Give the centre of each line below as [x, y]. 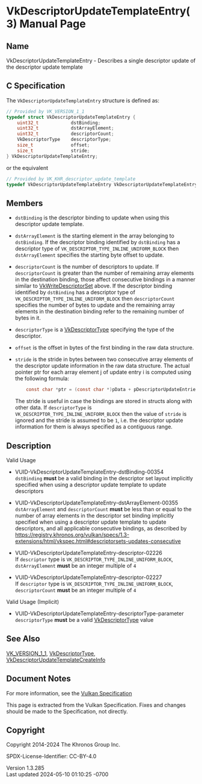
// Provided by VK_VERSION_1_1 [45, 111]
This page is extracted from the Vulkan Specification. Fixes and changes [96, 705]
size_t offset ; [54, 145]
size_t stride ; [54, 151]
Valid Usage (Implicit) [33, 601]
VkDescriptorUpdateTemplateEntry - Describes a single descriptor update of [101, 61]
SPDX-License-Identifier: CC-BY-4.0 [51, 756]
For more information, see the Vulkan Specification [69, 693]
